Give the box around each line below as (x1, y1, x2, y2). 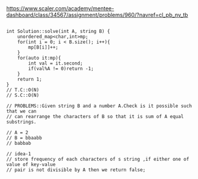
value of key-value (6, 161, 56, 168)
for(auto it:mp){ (17, 55, 62, 61)
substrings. (6, 119, 37, 125)
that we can (6, 108, 37, 114)
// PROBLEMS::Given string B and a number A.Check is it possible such (6, 103, 192, 109)
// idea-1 (6, 151, 32, 157)
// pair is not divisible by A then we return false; (6, 167, 146, 173)
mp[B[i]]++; (28, 44, 59, 51)
